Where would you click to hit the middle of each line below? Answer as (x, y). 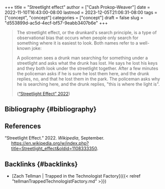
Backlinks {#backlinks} (41, 164)
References (23, 126)
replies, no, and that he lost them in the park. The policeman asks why (88, 79)
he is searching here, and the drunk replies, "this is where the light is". (88, 84)
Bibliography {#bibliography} (51, 109)
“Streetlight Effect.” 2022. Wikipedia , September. (55, 138)
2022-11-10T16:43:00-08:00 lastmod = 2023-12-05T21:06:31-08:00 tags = (81, 12)
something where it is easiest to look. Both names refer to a (77, 43)
